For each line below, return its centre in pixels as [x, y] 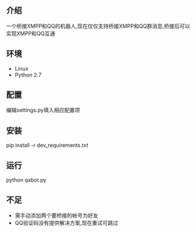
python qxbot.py [26, 180]
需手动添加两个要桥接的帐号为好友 [56, 215]
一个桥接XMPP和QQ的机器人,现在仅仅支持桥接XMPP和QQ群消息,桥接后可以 [98, 26]
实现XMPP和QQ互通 [31, 33]
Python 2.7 [28, 75]
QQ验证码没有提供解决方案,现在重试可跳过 [67, 223]
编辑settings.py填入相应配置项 [43, 110]
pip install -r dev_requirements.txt [47, 145]
